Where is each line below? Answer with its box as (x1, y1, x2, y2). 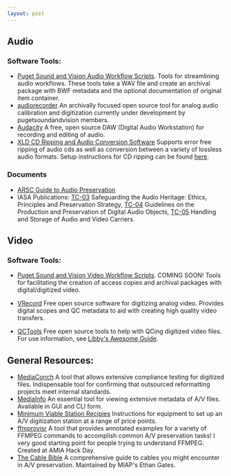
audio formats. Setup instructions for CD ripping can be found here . (17, 152, 210, 161)
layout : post (7, 10, 45, 17)
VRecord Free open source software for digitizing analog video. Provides (17, 299, 224, 308)
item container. (17, 94, 60, 102)
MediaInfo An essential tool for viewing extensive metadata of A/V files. (17, 395, 221, 404)
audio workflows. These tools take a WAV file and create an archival (17, 79, 210, 88)
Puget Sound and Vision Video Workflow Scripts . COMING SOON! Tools (17, 271, 221, 279)
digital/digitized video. (17, 286, 81, 294)
